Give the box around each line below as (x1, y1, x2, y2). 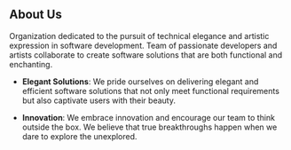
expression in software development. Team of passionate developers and (9, 40, 278, 51)
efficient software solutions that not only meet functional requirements (21, 85, 279, 96)
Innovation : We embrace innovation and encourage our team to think (21, 112, 276, 122)
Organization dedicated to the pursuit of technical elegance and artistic (9, 30, 270, 41)
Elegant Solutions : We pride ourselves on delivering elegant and (21, 75, 259, 87)
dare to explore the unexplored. (21, 130, 138, 141)
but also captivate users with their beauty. (21, 95, 176, 106)
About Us (9, 7, 62, 22)
